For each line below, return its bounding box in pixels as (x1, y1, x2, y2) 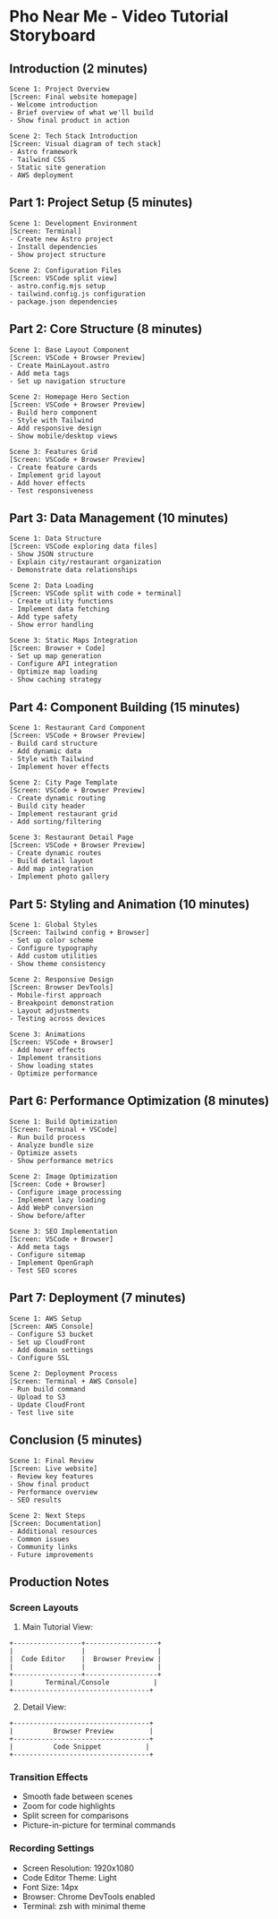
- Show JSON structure (9, 550, 94, 559)
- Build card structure (9, 739, 98, 749)
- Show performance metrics (9, 1156, 114, 1165)
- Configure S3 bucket (9, 1330, 94, 1339)
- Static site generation (9, 163, 105, 172)
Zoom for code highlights (21, 1801, 116, 1812)
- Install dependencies (9, 242, 98, 252)
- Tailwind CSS (9, 155, 66, 164)
